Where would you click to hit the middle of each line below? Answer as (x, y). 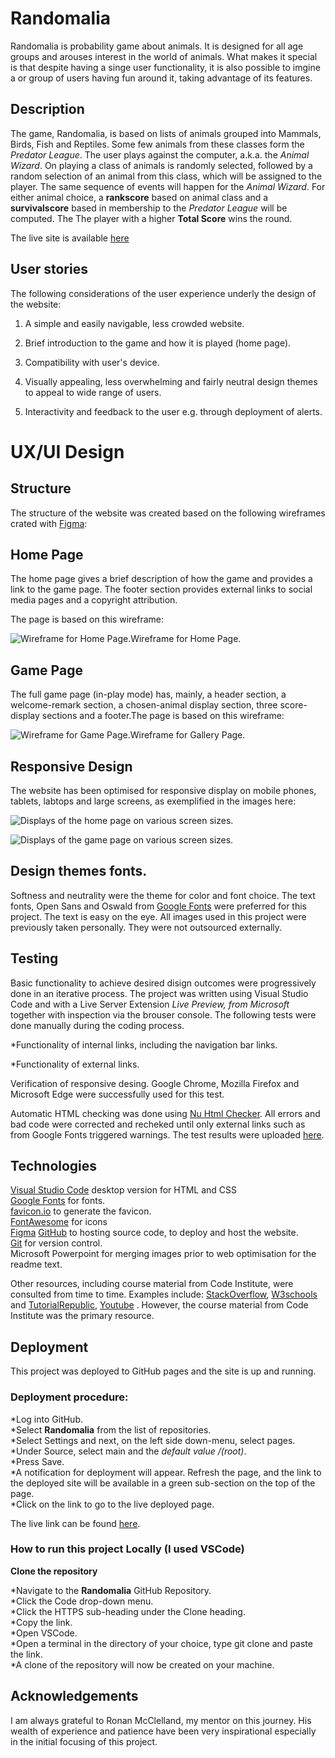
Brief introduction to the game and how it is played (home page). (158, 343)
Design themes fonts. (79, 871)
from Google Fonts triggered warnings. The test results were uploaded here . (167, 1134)
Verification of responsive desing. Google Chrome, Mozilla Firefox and (155, 1083)
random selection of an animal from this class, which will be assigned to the (166, 176)
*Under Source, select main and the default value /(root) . (128, 1451)
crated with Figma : (49, 523)
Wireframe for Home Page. (186, 639)
